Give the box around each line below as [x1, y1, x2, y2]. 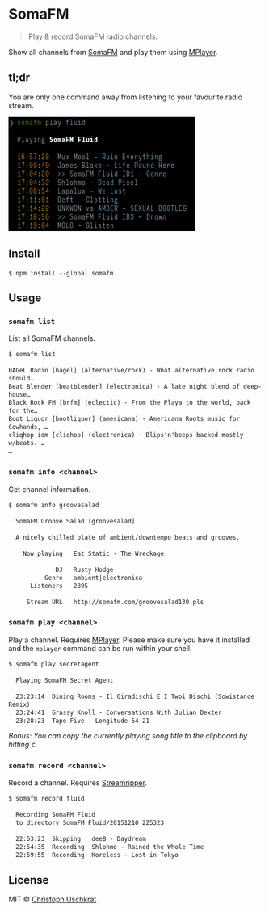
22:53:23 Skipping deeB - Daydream [15, 835, 147, 843]
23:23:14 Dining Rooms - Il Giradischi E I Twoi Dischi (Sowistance [15, 692, 254, 700]
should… [8, 375, 35, 383]
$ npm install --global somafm [8, 269, 114, 277]
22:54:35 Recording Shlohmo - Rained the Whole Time [15, 843, 204, 851]
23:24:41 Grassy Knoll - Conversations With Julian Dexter [15, 708, 222, 717]
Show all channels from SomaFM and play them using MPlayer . [8, 47, 218, 57]
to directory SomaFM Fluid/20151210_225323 [15, 819, 164, 827]
